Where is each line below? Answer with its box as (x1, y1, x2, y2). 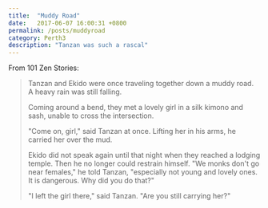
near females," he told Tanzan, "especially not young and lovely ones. (27, 167, 258, 177)
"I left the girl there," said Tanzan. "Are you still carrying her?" (27, 191, 231, 201)
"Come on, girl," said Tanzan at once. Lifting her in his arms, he (27, 127, 236, 136)
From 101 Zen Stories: (8, 63, 80, 73)
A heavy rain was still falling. (27, 87, 122, 96)
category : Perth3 (8, 33, 66, 42)
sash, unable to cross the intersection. (27, 111, 154, 120)
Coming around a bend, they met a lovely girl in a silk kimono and (27, 103, 244, 112)
